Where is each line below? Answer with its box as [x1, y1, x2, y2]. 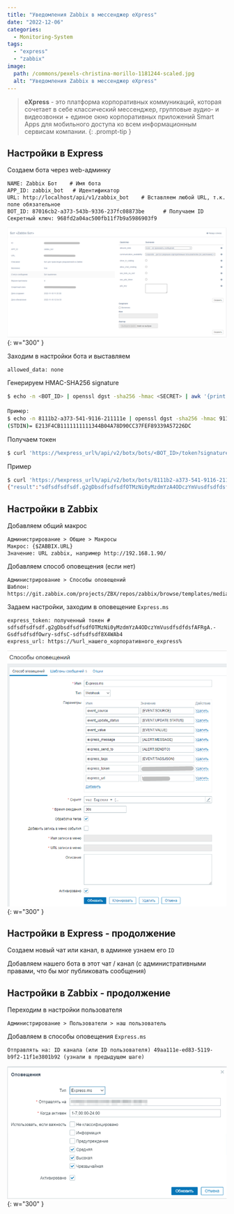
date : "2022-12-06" [7, 18, 64, 26]
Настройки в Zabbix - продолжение [7, 987, 171, 999]
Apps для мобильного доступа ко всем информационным [24, 119, 197, 128]
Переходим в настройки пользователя [7, 1005, 123, 1014]
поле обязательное [7, 201, 61, 209]
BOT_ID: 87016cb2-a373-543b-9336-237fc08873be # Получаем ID [7, 208, 204, 216]
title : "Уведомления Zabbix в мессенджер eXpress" [7, 11, 157, 18]
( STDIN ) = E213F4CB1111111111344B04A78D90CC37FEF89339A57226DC [7, 422, 192, 429]
